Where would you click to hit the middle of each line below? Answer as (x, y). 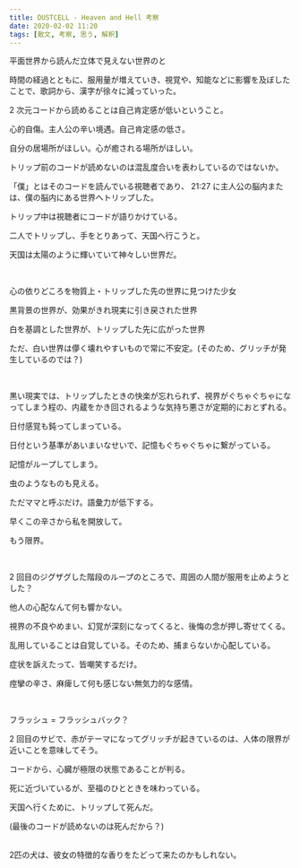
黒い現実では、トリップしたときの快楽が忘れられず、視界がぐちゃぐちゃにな (150, 396)
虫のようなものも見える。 (56, 483)
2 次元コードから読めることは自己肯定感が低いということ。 (119, 110)
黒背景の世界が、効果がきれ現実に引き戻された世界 (103, 310)
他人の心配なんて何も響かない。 (68, 607)
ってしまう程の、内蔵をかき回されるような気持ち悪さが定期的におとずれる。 (150, 407)
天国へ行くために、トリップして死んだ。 (84, 807)
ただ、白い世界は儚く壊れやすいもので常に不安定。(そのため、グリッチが (144, 348)
